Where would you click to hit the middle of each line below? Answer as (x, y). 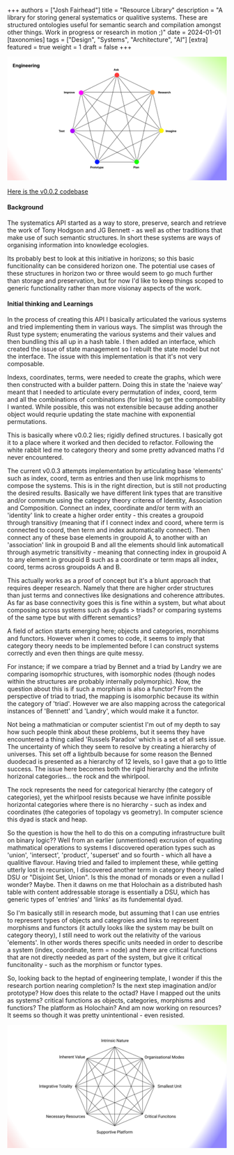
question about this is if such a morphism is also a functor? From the (105, 689)
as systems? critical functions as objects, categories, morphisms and (106, 1000)
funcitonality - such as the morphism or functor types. (85, 964)
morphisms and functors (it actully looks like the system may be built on (110, 927)
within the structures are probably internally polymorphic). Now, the (104, 681)
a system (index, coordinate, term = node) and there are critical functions (112, 950)
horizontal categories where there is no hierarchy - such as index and (107, 804)
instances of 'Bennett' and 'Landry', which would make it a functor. (103, 711)
